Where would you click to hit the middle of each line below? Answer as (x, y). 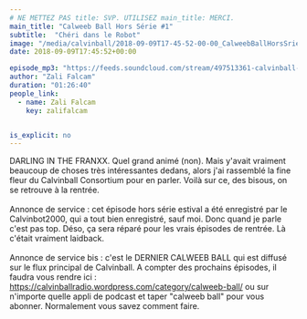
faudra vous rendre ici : (53, 277)
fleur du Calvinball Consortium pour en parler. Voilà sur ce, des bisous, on (148, 180)
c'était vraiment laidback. (57, 239)
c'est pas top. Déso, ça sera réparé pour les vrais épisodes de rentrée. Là (148, 229)
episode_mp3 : (34, 68)
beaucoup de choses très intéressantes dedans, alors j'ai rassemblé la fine (150, 170)
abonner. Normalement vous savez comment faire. (105, 306)
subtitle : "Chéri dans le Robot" (75, 35)
